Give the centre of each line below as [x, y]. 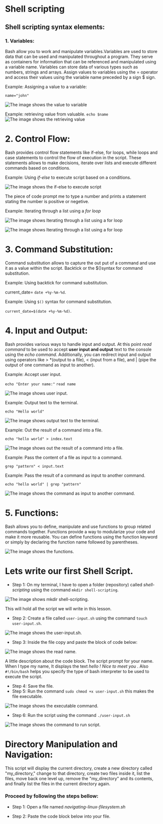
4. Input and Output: [47, 330]
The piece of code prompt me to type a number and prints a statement [76, 196]
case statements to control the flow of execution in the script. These [73, 157]
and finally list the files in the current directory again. [58, 784]
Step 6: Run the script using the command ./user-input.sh [71, 715]
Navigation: [29, 755]
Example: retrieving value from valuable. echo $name [57, 114]
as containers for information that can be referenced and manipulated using [81, 61]
